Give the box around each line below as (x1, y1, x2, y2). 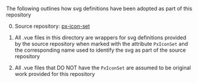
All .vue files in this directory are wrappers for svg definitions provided (14, 34, 186, 41)
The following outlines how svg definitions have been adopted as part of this (6, 5, 193, 12)
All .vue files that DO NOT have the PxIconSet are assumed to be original (14, 64, 191, 71)
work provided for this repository (14, 71, 95, 77)
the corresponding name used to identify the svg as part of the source (14, 47, 186, 54)
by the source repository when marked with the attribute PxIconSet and (14, 41, 188, 47)
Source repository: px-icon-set (14, 23, 90, 29)
